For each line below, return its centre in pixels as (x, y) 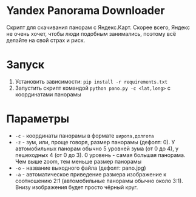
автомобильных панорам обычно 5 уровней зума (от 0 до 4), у (97, 149)
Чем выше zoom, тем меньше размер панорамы (78, 161)
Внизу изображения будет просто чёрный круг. (76, 187)
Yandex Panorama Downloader (86, 11)
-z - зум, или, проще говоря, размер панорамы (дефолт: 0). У (95, 142)
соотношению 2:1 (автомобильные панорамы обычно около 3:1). (99, 181)
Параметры (38, 119)
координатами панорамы (48, 94)
